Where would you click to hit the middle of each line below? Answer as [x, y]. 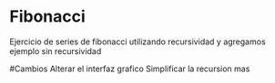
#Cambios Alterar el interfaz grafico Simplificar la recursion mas [130, 69]
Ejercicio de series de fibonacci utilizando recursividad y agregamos [137, 41]
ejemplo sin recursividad [56, 51]
